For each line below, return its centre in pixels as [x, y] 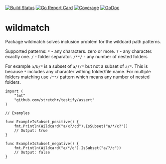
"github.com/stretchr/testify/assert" [54, 100]
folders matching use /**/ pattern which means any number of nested [78, 77]
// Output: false [32, 152]
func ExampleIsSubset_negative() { [42, 144]
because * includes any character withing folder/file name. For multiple [78, 71]
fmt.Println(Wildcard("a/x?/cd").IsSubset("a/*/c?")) [71, 126]
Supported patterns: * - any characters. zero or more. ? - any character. [79, 51]
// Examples [17, 113]
